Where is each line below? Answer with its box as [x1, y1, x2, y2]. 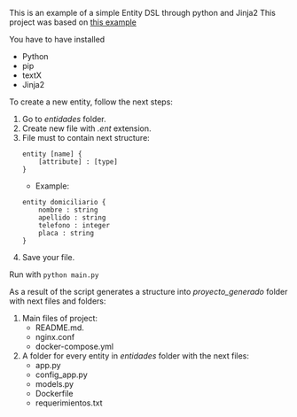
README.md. [35, 322, 84, 333]
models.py [35, 379, 74, 389]
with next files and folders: [9, 296, 106, 306]
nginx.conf [35, 332, 75, 342]
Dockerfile [35, 389, 74, 398]
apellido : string [38, 213, 106, 222]
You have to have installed [9, 35, 106, 44]
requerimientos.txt [35, 398, 104, 408]
